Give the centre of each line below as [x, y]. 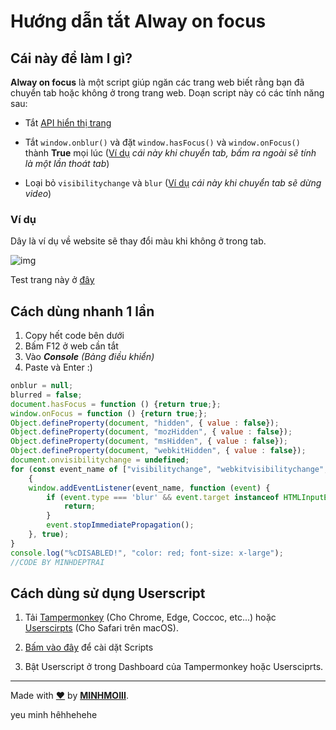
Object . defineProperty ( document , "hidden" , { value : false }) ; [145, 423]
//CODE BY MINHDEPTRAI [57, 562]
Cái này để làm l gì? [71, 58]
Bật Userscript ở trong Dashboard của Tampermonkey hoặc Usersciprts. [174, 667]
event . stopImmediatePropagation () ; [120, 525]
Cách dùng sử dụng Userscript [108, 593]
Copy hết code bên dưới [74, 336]
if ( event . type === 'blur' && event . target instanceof [163, 497]
